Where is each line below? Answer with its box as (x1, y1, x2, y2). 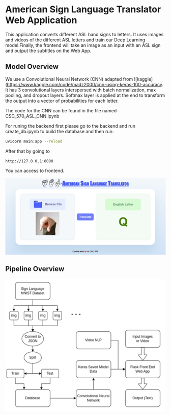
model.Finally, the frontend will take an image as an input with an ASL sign (5, 42, 161, 48)
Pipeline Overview (5, 264, 65, 274)
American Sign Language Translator (5, 4, 161, 15)
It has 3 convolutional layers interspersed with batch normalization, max (5, 87, 156, 93)
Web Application (5, 14, 77, 26)
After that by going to (5, 148, 50, 154)
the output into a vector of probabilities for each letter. (5, 97, 119, 104)
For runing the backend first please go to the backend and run (5, 123, 136, 129)
